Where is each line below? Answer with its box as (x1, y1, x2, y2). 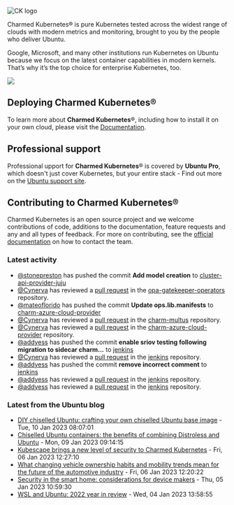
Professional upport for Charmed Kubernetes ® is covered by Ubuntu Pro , (7, 162, 221, 170)
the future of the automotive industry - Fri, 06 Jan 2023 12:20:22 (17, 468, 204, 476)
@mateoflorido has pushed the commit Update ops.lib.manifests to (17, 301, 214, 309)
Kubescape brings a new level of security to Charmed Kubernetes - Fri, (17, 446, 223, 454)
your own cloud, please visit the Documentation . (7, 122, 147, 131)
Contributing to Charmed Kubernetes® (7, 197, 180, 209)
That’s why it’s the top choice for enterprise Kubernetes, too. (7, 64, 182, 71)
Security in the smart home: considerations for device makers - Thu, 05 (17, 476, 224, 484)
